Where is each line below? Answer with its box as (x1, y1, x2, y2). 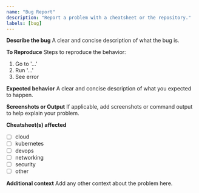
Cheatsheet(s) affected (6, 121, 67, 129)
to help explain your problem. (6, 110, 79, 117)
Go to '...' (15, 60, 38, 67)
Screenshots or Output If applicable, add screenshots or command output (6, 103, 193, 110)
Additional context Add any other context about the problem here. (6, 180, 173, 187)
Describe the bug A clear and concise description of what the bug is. (6, 37, 180, 44)
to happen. (6, 92, 33, 99)
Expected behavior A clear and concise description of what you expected (6, 85, 192, 92)
